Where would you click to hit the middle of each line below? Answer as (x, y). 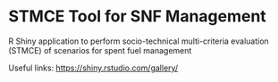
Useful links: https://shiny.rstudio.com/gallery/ (93, 68)
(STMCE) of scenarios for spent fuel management (100, 50)
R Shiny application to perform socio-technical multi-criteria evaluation (139, 41)
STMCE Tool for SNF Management (138, 16)
